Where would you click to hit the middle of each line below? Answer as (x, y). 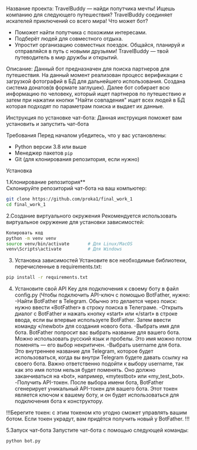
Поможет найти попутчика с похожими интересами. (81, 32)
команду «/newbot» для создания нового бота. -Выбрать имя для (97, 326)
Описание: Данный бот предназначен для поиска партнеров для (88, 69)
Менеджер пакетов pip (44, 153)
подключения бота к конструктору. (59, 401)
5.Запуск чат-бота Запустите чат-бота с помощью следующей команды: (98, 430)
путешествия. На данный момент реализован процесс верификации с (95, 75)
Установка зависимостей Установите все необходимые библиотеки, (101, 261)
